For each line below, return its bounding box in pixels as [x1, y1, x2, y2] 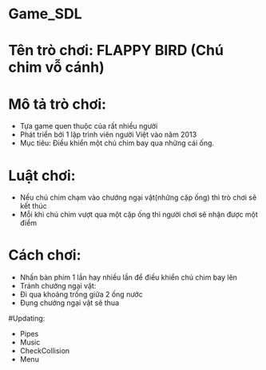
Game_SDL [8, 5, 82, 23]
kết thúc [19, 201, 47, 211]
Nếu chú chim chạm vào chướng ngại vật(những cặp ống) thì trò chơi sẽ [19, 193, 257, 202]
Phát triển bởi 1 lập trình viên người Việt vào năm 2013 [19, 129, 197, 140]
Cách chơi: [8, 246, 81, 265]
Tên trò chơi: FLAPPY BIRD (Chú [8, 42, 224, 60]
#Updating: [8, 313, 46, 324]
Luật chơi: [8, 166, 76, 185]
